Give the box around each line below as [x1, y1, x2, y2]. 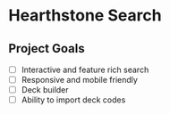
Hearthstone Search [8, 5, 162, 26]
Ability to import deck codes [21, 94, 126, 105]
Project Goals [8, 41, 86, 56]
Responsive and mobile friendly [21, 75, 138, 85]
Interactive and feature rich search [21, 64, 149, 75]
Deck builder [21, 85, 69, 95]
